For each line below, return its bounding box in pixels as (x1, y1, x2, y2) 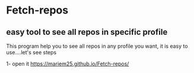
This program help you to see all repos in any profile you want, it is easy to (6, 42, 188, 49)
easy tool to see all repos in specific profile (6, 27, 168, 37)
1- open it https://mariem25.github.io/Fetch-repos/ (6, 60, 129, 67)
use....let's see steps (6, 49, 57, 56)
